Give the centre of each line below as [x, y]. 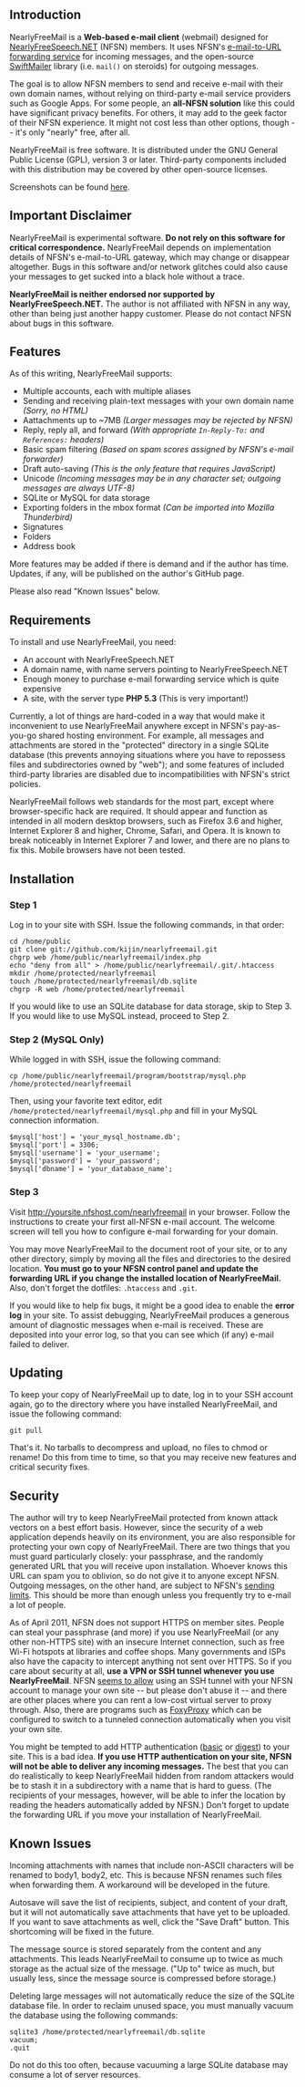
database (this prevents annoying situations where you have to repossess [147, 755]
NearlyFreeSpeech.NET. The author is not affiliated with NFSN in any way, [150, 304]
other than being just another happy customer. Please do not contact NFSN [151, 313]
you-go [23, 736]
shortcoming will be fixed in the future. [82, 1931]
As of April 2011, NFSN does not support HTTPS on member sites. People [147, 1623]
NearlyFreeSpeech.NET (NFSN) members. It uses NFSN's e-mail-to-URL [146, 47]
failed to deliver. [40, 1344]
